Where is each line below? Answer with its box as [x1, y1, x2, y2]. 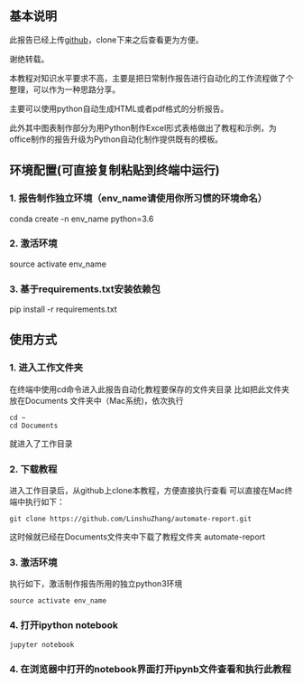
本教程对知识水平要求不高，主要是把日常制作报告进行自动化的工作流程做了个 [9, 72, 294, 83]
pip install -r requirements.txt [9, 304, 117, 314]
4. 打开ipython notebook [9, 619, 119, 632]
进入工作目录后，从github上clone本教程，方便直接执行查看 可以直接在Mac [9, 485, 286, 496]
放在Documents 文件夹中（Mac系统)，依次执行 [9, 395, 184, 406]
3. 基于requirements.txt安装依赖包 [9, 283, 161, 295]
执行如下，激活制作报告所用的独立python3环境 [9, 578, 183, 589]
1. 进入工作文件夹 [9, 361, 84, 374]
